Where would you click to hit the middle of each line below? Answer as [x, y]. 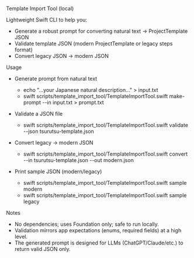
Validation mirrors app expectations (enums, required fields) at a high [98, 230]
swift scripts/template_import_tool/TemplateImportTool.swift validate [106, 125]
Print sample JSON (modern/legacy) [58, 171]
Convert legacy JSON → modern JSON [62, 56]
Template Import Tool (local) [40, 8]
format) [24, 50]
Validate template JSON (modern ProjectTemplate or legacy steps [93, 44]
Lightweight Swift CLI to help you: [47, 20]
